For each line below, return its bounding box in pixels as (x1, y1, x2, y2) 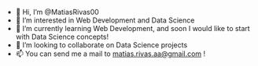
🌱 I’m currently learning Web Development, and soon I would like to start (15, 24, 250, 33)
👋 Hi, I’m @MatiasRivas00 (15, 8, 100, 16)
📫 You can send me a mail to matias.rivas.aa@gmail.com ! (15, 49, 206, 58)
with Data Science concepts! (15, 32, 109, 41)
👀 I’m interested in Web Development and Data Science (15, 16, 195, 25)
